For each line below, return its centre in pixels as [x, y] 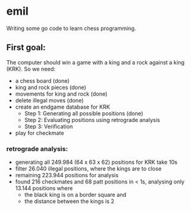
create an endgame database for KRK [62, 107]
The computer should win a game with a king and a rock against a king [95, 62]
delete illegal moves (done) [49, 100]
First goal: [26, 48]
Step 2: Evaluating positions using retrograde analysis [92, 120]
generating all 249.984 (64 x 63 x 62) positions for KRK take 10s [96, 162]
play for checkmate [39, 132]
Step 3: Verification [49, 126]
